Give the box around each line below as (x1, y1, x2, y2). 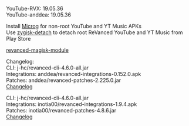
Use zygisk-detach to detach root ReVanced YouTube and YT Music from (6, 29, 183, 36)
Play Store (6, 35, 31, 42)
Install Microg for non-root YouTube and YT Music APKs (6, 23, 142, 29)
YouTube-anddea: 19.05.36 (6, 11, 72, 18)
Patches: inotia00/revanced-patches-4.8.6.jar (6, 107, 117, 114)
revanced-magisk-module (6, 47, 69, 54)
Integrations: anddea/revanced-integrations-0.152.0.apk (6, 71, 141, 77)
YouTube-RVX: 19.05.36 (6, 5, 63, 12)
